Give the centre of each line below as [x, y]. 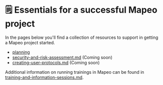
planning [21, 52]
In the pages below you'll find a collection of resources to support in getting [82, 37]
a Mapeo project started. [30, 42]
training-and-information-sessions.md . [44, 77]
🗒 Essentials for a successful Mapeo [81, 10]
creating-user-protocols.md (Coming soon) [56, 62]
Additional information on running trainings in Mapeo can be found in [75, 72]
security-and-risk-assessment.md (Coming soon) [62, 57]
